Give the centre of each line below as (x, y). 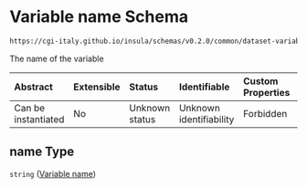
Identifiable (204, 87)
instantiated (39, 119)
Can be (30, 108)
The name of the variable (57, 58)
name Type (42, 152)
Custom (261, 81)
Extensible (96, 87)
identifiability (206, 119)
